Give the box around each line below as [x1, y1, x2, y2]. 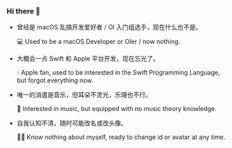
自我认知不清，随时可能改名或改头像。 [16, 119, 127, 128]
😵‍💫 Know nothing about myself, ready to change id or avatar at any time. [16, 133, 226, 142]
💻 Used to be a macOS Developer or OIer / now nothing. [16, 38, 181, 46]
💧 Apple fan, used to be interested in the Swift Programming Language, [16, 68, 221, 77]
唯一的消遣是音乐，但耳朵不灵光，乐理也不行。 [16, 91, 152, 99]
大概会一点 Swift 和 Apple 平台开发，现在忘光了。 [16, 54, 160, 63]
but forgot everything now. [16, 76, 94, 84]
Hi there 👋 [6, 6, 41, 16]
